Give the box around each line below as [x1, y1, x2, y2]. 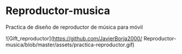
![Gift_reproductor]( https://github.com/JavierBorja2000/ [5, 35, 143, 42]
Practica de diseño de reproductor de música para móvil [5, 23, 143, 31]
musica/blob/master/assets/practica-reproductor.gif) [5, 41, 135, 48]
